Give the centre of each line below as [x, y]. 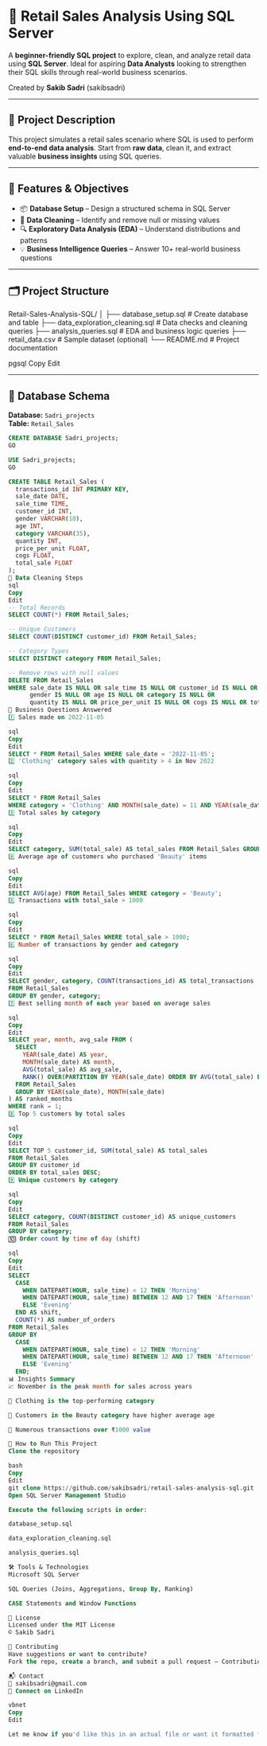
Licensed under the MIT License [62, 1625]
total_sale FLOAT [44, 563]
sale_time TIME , [42, 504]
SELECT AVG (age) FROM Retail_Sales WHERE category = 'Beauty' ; [115, 893]
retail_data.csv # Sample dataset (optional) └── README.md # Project [124, 340]
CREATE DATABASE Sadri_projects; [64, 438]
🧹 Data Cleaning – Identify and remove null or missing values [120, 220]
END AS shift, [39, 1313]
